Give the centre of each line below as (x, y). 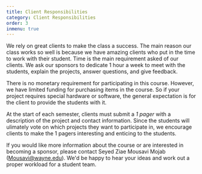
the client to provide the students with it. (57, 103)
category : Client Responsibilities (51, 18)
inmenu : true (23, 29)
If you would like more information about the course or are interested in (95, 145)
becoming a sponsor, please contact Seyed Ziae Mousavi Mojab (86, 152)
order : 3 (17, 23)
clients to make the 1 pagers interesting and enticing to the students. (91, 134)
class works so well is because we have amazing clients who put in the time (101, 53)
